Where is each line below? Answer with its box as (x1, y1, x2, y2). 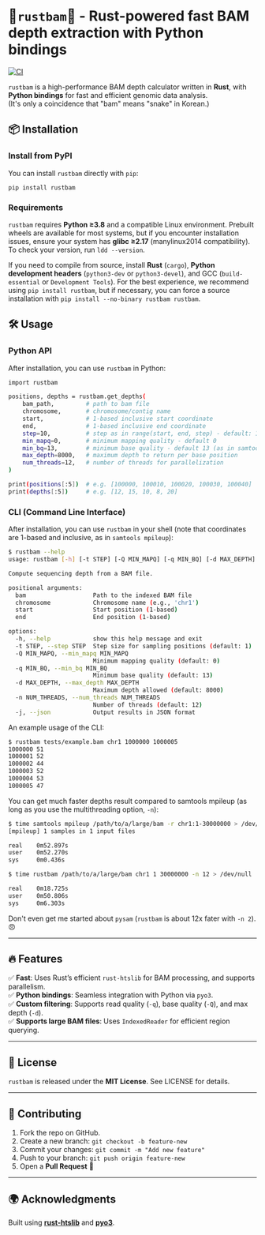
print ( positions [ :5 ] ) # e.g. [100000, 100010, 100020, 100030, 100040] (8, 481, 252, 489)
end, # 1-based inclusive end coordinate (22, 422, 207, 430)
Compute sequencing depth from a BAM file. (8, 569, 154, 577)
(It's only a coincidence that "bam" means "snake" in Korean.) (8, 99, 210, 108)
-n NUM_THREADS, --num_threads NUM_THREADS (15, 694, 160, 702)
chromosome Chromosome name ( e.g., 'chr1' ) (15, 599, 200, 606)
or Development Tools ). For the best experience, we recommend (42, 276, 249, 287)
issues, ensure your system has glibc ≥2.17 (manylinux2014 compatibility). (8, 236, 251, 246)
